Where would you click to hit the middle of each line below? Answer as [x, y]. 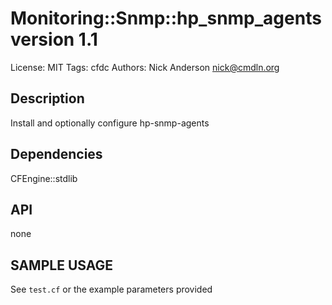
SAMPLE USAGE [62, 265]
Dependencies [56, 154]
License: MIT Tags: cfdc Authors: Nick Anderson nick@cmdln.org [145, 67]
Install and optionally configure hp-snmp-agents [110, 123]
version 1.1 [54, 39]
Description [47, 98]
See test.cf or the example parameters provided [111, 289]
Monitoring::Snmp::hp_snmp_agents [166, 18]
